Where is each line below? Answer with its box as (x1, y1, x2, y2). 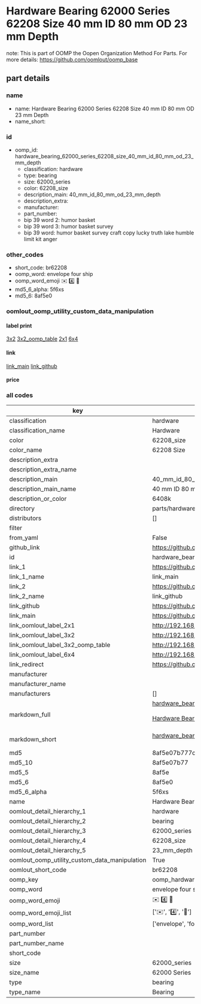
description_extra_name (9, 465, 77, 474)
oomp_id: (14, 146, 38, 154)
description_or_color (9, 495, 67, 503)
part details (6, 73, 50, 83)
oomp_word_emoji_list (9, 909, 72, 917)
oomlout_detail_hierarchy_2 (9, 817, 86, 825)
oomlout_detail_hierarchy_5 (9, 846, 86, 855)
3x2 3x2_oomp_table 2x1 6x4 (6, 335, 78, 342)
